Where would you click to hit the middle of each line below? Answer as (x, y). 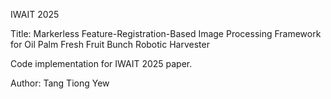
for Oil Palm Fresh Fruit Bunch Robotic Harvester (110, 44)
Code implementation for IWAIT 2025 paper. (101, 63)
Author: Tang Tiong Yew (60, 83)
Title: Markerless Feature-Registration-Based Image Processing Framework (166, 33)
